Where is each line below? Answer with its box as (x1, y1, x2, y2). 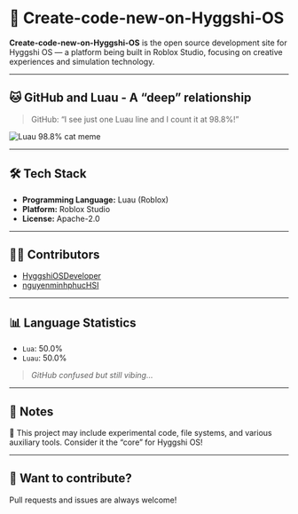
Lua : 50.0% (21, 344, 64, 354)
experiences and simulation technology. (9, 56, 155, 67)
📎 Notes (9, 404, 54, 419)
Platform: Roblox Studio (21, 203, 111, 214)
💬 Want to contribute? (9, 471, 132, 486)
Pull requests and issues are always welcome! (9, 494, 177, 505)
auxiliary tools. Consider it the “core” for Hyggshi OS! (9, 437, 203, 447)
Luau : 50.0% (21, 352, 67, 363)
